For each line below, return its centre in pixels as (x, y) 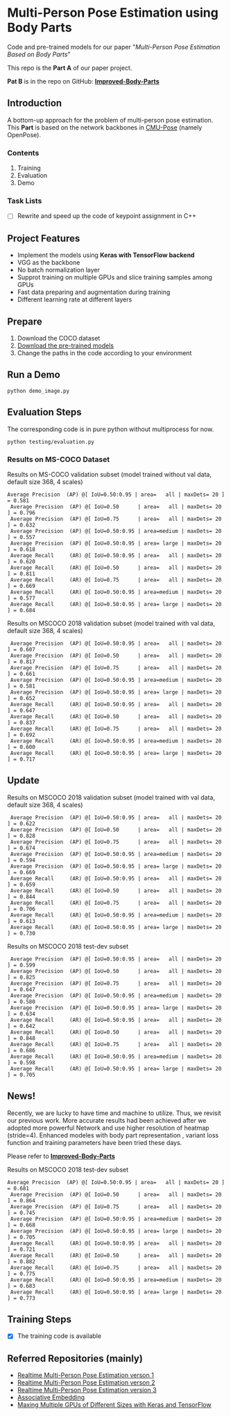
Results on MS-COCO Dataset (58, 459)
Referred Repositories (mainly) (75, 1359)
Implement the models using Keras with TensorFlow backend (106, 255)
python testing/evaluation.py (51, 442)
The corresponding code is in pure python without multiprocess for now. (111, 429)
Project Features (44, 238)
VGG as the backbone (49, 263)
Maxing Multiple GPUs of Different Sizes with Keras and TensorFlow (114, 1405)
